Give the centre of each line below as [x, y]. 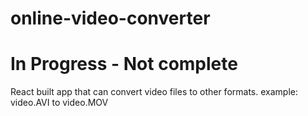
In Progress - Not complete [124, 64]
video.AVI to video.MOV [59, 103]
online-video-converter [110, 18]
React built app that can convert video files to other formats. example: [154, 92]
